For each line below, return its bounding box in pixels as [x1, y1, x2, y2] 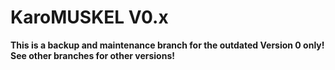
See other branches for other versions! [10, 49, 175, 61]
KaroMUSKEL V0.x [10, 6, 169, 29]
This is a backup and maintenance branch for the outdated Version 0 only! [10, 39, 325, 51]
